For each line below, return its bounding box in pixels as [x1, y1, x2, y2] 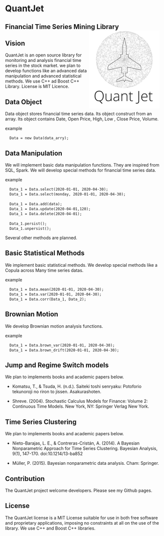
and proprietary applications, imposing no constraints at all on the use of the [5, 520, 159, 526]
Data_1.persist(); [9, 222, 47, 226]
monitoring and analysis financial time [5, 57, 82, 63]
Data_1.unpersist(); [9, 226, 51, 231]
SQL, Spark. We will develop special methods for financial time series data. [5, 168, 156, 173]
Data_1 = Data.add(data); [9, 202, 63, 207]
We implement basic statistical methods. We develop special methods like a [5, 262, 158, 268]
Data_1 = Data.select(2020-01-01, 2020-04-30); [9, 187, 109, 192]
